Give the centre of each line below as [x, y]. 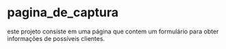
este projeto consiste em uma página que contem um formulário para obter [113, 31]
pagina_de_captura [63, 13]
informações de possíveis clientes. [56, 38]
